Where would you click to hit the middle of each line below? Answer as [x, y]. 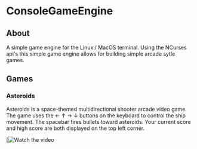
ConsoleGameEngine [60, 11]
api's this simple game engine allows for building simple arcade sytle [91, 54]
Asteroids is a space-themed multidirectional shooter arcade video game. [96, 109]
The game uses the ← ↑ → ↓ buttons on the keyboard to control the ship [96, 115]
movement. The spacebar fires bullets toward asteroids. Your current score [98, 121]
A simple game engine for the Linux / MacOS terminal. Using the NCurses [96, 47]
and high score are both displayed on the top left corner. [76, 128]
